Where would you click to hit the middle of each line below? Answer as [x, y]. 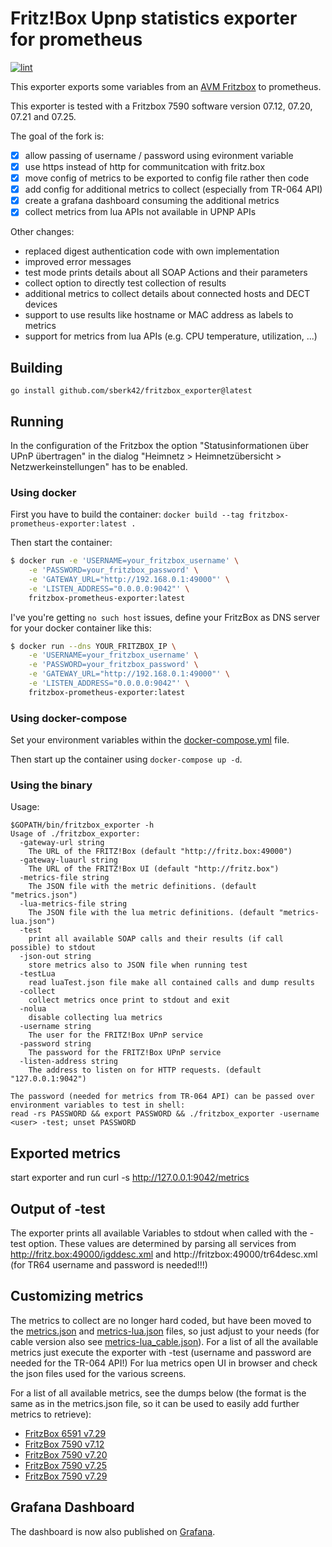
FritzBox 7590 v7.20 [66, 1454]
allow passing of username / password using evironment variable [159, 155]
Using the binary [51, 785]
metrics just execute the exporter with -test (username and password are [161, 1352]
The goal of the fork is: [57, 136]
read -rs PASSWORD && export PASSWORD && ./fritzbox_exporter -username [165, 1114]
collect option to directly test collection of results [125, 283]
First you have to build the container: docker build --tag [127, 514]
